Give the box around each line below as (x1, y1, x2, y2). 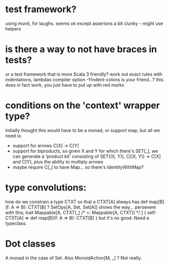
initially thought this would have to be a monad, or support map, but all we (5, 127, 160, 133)
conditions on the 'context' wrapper (5, 100, 160, 111)
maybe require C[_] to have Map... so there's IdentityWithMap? (12, 164, 144, 170)
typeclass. (5, 220, 27, 226)
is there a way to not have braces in (5, 44, 157, 55)
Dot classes (5, 238, 56, 249)
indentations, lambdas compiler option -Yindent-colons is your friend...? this (5, 76, 164, 82)
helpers (5, 25, 21, 31)
